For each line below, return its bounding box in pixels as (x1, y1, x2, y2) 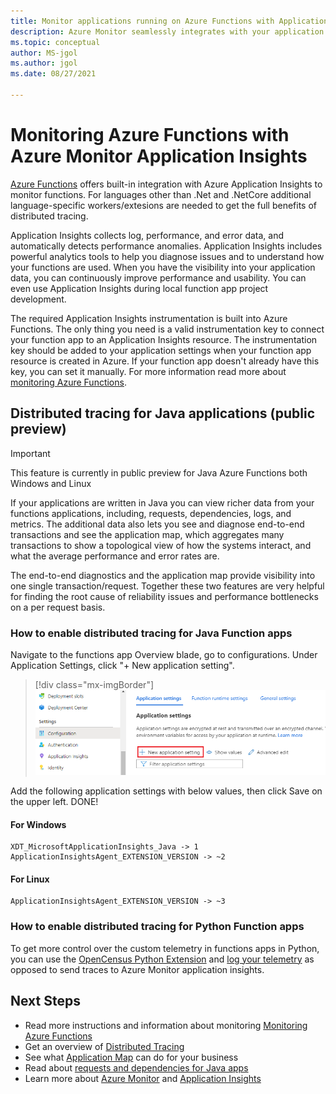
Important (10, 447, 51, 459)
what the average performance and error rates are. (10, 550, 220, 562)
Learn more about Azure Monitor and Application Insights (24, 1072, 262, 1084)
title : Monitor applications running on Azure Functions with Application (10, 16, 329, 26)
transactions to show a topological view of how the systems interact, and (10, 539, 312, 551)
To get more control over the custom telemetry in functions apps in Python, (10, 942, 320, 954)
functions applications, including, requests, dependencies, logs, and (10, 507, 292, 519)
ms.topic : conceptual (10, 37, 101, 47)
